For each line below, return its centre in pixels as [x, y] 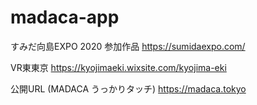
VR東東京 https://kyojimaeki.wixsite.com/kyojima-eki [118, 67]
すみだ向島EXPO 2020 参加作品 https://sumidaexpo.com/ [128, 46]
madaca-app [65, 17]
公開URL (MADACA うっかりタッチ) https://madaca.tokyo [128, 88]
